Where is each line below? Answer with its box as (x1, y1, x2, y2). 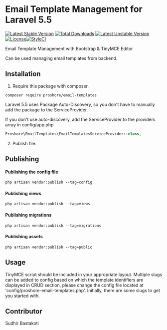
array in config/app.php (5, 121, 54, 128)
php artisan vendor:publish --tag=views (5, 201, 91, 207)
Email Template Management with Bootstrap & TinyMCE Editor (5, 45, 133, 51)
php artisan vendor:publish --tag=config (5, 180, 93, 185)
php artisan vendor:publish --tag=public (5, 245, 93, 250)
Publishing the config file (5, 169, 58, 175)
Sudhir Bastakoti (5, 321, 39, 327)
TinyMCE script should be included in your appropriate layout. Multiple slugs (5, 271, 163, 278)
